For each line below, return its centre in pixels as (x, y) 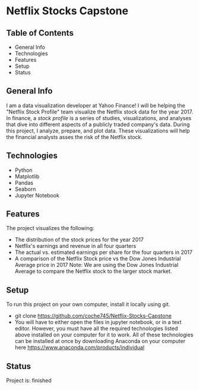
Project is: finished (29, 380)
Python (23, 170)
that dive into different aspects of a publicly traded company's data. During (98, 124)
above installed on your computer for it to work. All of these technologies (104, 335)
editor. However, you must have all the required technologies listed (96, 329)
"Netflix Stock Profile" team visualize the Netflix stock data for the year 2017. (99, 112)
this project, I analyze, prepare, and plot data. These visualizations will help (98, 130)
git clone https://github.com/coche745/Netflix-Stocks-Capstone (93, 316)
